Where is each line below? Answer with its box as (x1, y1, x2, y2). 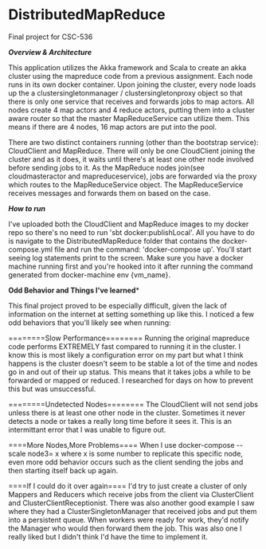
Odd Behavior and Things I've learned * (8, 285, 139, 295)
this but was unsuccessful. (8, 384, 96, 394)
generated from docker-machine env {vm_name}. (8, 269, 171, 280)
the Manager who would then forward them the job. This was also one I (8, 524, 242, 533)
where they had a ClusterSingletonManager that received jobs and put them (8, 506, 257, 516)
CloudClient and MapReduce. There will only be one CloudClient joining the (8, 146, 256, 155)
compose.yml (8, 245, 53, 254)
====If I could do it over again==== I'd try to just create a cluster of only (8, 480, 248, 491)
